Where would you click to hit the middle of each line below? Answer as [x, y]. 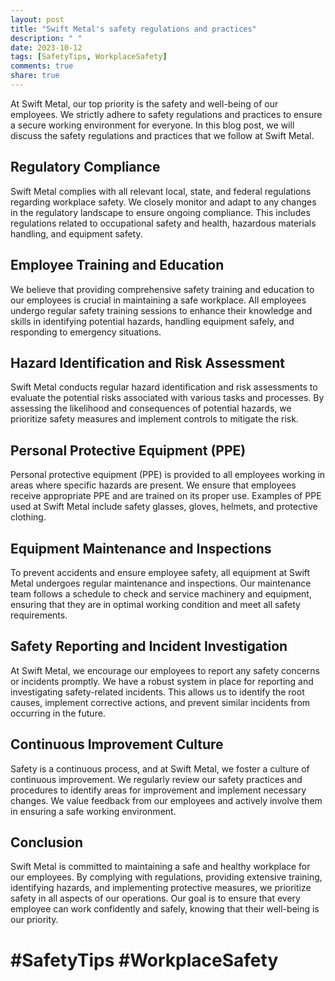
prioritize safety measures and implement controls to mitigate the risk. [154, 419]
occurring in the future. [58, 713]
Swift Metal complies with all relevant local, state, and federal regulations [161, 191]
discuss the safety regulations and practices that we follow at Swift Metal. [162, 135]
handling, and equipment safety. [76, 233]
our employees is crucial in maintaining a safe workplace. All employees [158, 300]
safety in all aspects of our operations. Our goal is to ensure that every [155, 898]
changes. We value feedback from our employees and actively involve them [166, 800]
